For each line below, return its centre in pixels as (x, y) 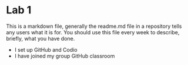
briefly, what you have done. (41, 38)
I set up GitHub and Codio (46, 49)
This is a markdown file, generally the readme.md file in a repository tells (94, 26)
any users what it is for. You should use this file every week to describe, (93, 32)
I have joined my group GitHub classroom (65, 56)
